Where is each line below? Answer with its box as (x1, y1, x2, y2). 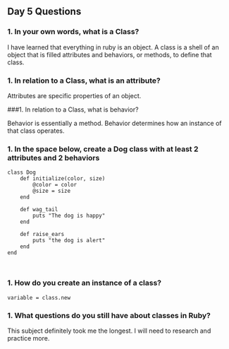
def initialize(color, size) (20, 175, 106, 182)
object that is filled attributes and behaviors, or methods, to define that (7, 50, 213, 59)
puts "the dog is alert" (32, 237, 106, 244)
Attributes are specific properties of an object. (7, 91, 142, 100)
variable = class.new (7, 294, 71, 301)
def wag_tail (20, 206, 58, 213)
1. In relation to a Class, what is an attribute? (7, 76, 161, 85)
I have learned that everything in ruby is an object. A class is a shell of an (7, 42, 220, 52)
